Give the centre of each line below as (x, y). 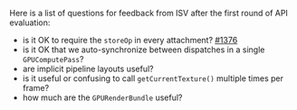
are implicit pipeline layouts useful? (88, 69)
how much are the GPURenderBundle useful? (102, 97)
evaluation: (30, 23)
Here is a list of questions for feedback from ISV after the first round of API (148, 13)
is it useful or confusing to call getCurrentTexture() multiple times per (153, 78)
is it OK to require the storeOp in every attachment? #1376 (130, 40)
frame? (36, 88)
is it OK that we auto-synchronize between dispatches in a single (144, 50)
